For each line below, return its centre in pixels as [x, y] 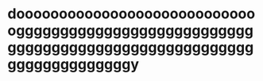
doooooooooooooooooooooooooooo [131, 14]
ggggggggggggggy [73, 65]
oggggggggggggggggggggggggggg [130, 31]
